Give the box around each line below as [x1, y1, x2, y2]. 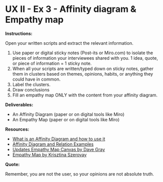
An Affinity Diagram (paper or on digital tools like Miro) [12, 111, 125, 117]
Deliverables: [5, 101, 33, 107]
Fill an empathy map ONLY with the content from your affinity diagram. [12, 92, 158, 98]
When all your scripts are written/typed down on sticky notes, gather [12, 66, 154, 72]
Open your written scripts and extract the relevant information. [5, 40, 134, 46]
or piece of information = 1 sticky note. [12, 60, 92, 66]
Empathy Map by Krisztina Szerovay [12, 152, 87, 158]
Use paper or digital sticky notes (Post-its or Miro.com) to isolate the [12, 50, 154, 56]
